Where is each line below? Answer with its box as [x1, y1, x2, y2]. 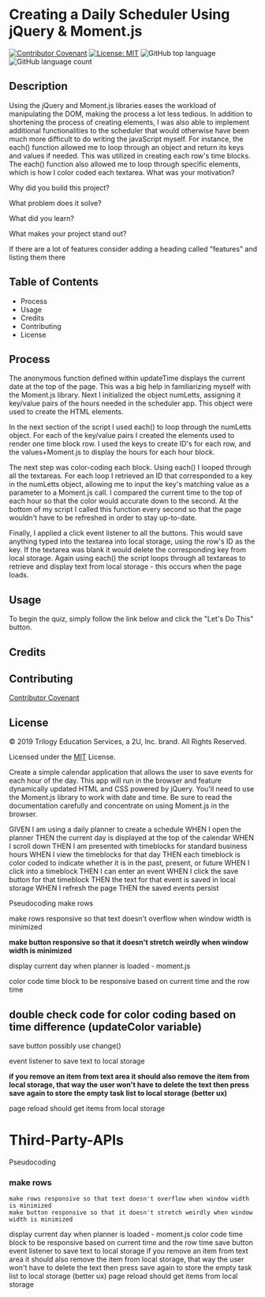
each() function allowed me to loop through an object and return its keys [9, 142, 244, 151]
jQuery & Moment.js [9, 22, 143, 40]
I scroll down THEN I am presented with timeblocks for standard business [9, 842, 248, 851]
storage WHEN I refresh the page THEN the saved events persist [9, 884, 219, 893]
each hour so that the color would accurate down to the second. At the [9, 496, 239, 506]
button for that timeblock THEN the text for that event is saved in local [9, 875, 236, 884]
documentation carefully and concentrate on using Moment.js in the [9, 801, 230, 810]
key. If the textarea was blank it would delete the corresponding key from [9, 545, 247, 555]
